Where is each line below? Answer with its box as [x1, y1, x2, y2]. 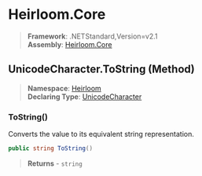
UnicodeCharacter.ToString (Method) [8, 63, 195, 76]
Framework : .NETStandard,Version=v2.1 [27, 31, 158, 41]
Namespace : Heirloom [27, 83, 102, 93]
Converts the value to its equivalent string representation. [8, 130, 194, 139]
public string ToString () [8, 145, 93, 152]
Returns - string [27, 159, 83, 168]
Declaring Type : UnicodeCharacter [27, 92, 142, 101]
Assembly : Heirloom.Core [27, 39, 112, 49]
